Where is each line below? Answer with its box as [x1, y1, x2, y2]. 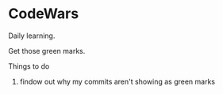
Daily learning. [8, 31, 56, 40]
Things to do [8, 61, 50, 71]
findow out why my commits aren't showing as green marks [19, 77, 216, 86]
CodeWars [8, 5, 79, 23]
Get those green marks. [8, 46, 86, 55]
